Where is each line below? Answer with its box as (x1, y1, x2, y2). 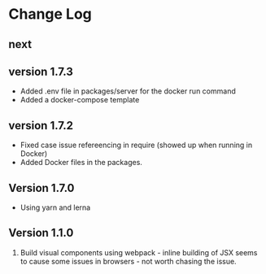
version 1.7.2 (8, 119, 74, 133)
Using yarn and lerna (20, 202, 91, 212)
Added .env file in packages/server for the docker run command (20, 86, 236, 96)
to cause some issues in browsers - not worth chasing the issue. (20, 256, 238, 266)
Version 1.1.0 (8, 226, 74, 240)
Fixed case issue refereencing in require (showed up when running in (20, 140, 253, 150)
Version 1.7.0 (8, 180, 75, 195)
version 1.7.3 (8, 64, 73, 78)
